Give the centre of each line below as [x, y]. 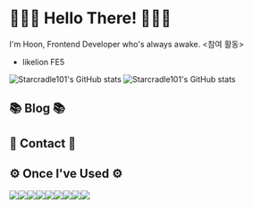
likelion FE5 [43, 62]
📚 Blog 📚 [37, 109]
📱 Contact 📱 [43, 143]
